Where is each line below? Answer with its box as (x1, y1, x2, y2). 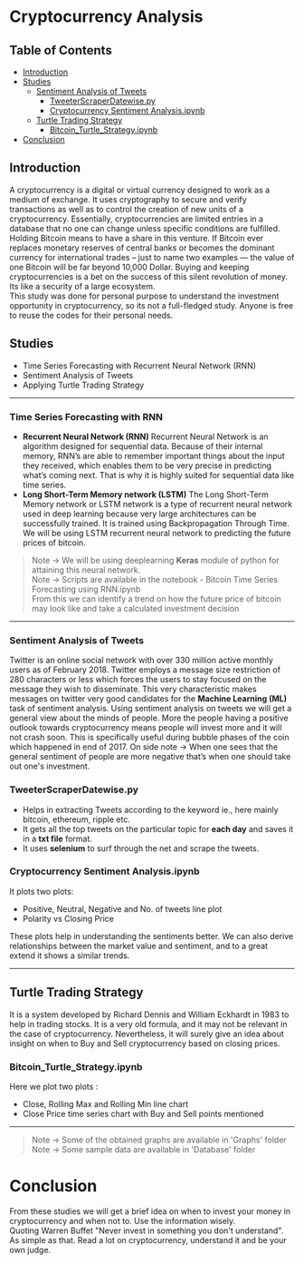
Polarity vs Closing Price (22, 913, 115, 924)
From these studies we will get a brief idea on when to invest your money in (9, 1205, 291, 1217)
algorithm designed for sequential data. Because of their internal (22, 440, 263, 451)
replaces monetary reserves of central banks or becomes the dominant (9, 242, 275, 253)
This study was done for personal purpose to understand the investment (9, 290, 280, 301)
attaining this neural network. (31, 564, 141, 575)
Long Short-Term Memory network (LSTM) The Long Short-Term (22, 488, 270, 500)
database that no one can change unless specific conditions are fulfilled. (9, 222, 280, 233)
